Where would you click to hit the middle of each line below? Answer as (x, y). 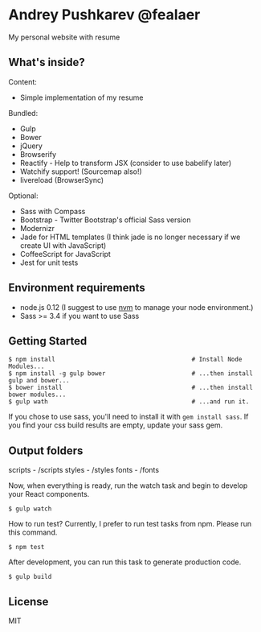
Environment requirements (77, 288)
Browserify (38, 154)
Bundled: (23, 113)
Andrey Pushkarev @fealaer (104, 15)
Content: (23, 81)
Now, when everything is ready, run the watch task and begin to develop (128, 485)
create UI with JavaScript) (63, 245)
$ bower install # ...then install (130, 388)
